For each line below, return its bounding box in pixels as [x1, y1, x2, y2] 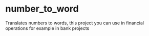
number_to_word [5, 3, 79, 15]
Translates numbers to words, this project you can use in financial [5, 20, 144, 26]
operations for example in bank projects [5, 25, 90, 31]
